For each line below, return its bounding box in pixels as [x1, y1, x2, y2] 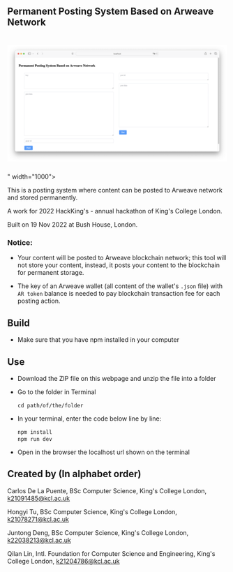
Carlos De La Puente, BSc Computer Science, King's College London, [7, 486, 207, 495]
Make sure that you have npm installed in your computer [17, 336, 180, 344]
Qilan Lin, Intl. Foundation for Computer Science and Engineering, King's [7, 549, 216, 557]
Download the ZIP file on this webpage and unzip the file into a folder [17, 375, 216, 382]
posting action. [17, 296, 61, 306]
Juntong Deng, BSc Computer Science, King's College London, [7, 528, 189, 536]
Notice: [7, 238, 33, 247]
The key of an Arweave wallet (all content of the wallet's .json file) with [17, 282, 223, 290]
